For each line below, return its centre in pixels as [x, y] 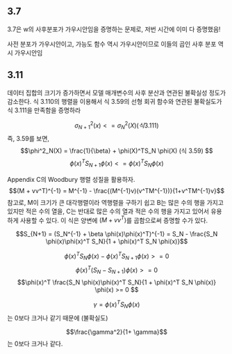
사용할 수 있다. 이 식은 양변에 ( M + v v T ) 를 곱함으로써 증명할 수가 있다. [114, 220]
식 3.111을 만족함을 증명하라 [44, 110]
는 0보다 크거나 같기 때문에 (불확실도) [58, 318]
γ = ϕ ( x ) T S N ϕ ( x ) [117, 305]
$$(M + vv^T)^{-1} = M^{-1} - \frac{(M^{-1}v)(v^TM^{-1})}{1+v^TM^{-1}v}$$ [116, 190]
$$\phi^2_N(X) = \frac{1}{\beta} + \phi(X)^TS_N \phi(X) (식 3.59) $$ [117, 151]
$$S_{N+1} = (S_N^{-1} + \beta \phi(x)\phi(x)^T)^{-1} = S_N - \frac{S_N [117, 234]
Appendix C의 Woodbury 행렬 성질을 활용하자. [71, 179]
